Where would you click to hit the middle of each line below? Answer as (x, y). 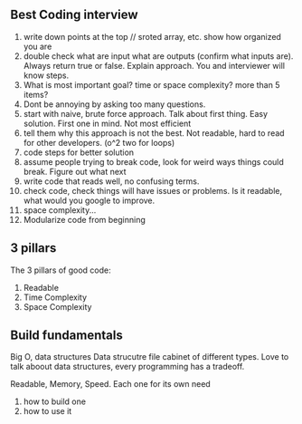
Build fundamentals (66, 336)
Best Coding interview (74, 15)
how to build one (55, 401)
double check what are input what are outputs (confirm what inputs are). (158, 56)
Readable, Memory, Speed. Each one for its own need (110, 384)
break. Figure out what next (75, 171)
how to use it (47, 411)
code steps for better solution (79, 152)
